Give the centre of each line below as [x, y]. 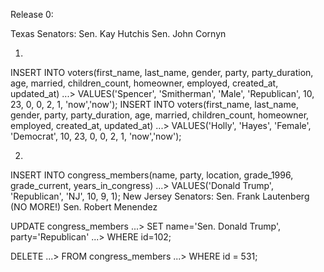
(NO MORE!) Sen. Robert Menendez [84, 207]
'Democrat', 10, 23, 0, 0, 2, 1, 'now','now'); [96, 136]
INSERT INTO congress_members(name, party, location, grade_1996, [152, 175]
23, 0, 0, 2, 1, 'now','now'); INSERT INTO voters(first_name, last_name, [154, 104]
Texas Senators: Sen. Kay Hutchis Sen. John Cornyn [118, 33]
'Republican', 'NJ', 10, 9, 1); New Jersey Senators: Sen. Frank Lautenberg [160, 196]
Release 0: [32, 14]
